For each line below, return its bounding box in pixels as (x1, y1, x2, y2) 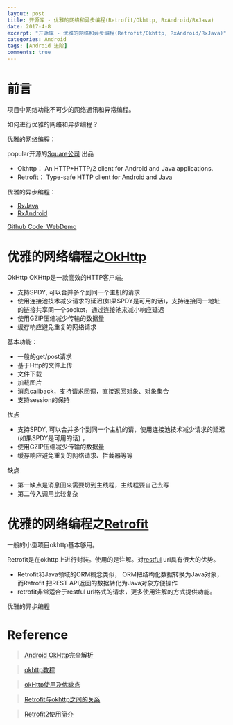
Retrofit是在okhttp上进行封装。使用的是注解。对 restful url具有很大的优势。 (7, 555, 220, 563)
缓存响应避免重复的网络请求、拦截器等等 (17, 451, 133, 459)
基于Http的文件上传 (17, 360, 73, 369)
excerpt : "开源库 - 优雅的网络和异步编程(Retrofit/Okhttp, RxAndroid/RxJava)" (7, 29, 227, 37)
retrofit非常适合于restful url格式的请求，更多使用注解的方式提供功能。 (17, 587, 216, 596)
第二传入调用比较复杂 (17, 489, 78, 497)
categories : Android (7, 36, 67, 43)
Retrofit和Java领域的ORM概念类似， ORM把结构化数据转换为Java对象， (17, 570, 223, 578)
